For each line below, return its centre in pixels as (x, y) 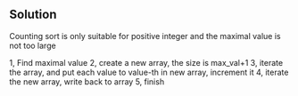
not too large (33, 45)
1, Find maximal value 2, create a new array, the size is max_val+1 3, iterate (146, 62)
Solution (33, 15)
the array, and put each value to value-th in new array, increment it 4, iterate (149, 72)
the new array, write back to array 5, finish (87, 81)
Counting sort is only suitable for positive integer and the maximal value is (145, 36)
